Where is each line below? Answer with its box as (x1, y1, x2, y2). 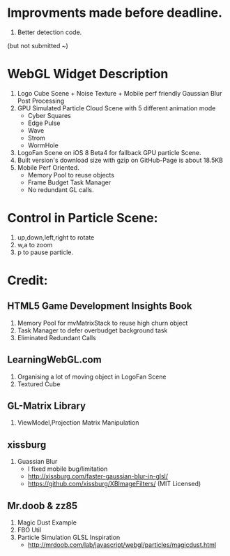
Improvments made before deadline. (7, 5, 223, 21)
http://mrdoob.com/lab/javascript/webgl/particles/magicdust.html (27, 541, 217, 549)
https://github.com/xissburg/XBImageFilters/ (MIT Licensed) (27, 480, 201, 488)
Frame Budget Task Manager (27, 178, 112, 186)
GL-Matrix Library (7, 400, 86, 412)
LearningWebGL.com (7, 354, 102, 366)
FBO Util (17, 526, 42, 534)
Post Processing (17, 96, 65, 105)
